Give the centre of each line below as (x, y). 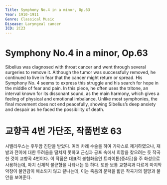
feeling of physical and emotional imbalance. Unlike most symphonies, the (82, 99)
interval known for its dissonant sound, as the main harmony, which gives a (82, 93)
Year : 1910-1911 (22, 14)
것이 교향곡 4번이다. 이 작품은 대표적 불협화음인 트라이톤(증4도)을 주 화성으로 (85, 158)
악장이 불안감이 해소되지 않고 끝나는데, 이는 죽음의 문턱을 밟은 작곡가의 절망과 (80, 171)
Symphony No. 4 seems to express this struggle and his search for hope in (82, 83)
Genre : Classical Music (30, 19)
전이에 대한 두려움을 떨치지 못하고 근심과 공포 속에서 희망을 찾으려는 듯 (83, 152)
